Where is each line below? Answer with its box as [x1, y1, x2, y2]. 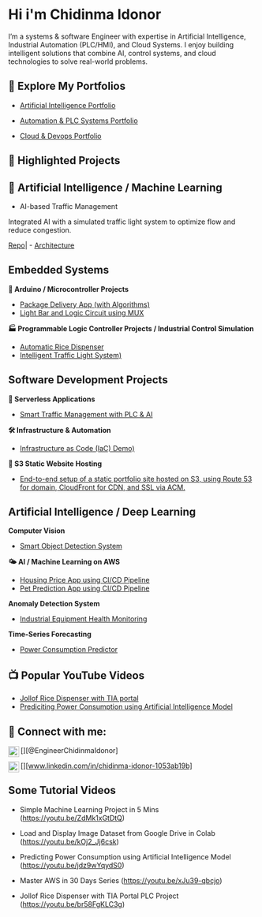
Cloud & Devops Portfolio [19, 131, 102, 140]
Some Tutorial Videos [8, 784, 117, 797]
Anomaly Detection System [8, 599, 100, 609]
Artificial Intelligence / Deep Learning [8, 505, 196, 518]
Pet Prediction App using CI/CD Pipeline [19, 583, 150, 593]
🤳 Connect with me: [8, 725, 107, 738]
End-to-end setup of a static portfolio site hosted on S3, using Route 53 [19, 474, 253, 483]
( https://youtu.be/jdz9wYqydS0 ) [19, 860, 125, 870]
